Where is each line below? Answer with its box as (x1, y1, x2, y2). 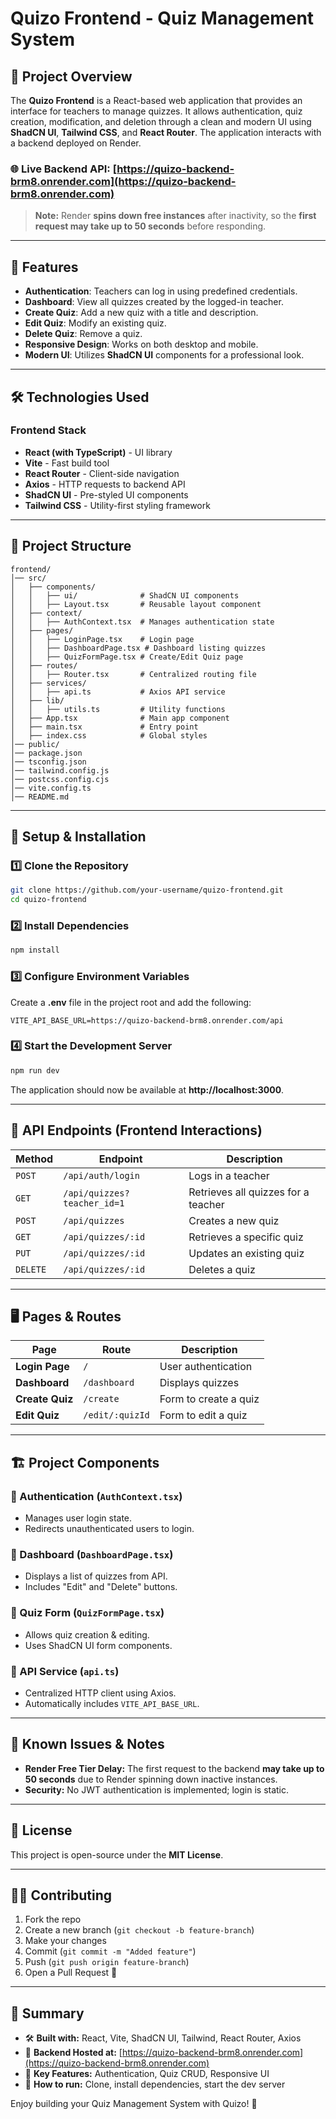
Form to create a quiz (159, 1392, 260, 1406)
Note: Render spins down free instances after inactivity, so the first (34, 210, 317, 222)
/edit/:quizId (83, 1410, 150, 1421)
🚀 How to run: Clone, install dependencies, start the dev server (24, 2078, 286, 2091)
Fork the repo (24, 1913, 82, 1926)
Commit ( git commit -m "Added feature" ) (24, 1945, 197, 1957)
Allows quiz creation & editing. (24, 1628, 150, 1641)
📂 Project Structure (10, 538, 132, 555)
